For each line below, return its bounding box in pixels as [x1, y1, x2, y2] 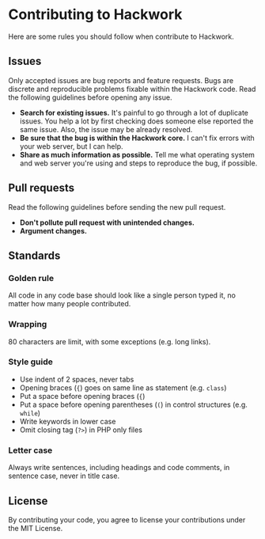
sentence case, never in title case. [8, 471, 120, 480]
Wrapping [8, 319, 47, 330]
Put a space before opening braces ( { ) [19, 391, 146, 400]
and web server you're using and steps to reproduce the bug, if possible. [19, 158, 258, 168]
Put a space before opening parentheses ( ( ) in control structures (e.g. [19, 400, 248, 409]
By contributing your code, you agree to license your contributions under [8, 514, 246, 524]
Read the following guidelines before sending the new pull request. [8, 202, 226, 211]
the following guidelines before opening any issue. [8, 93, 172, 102]
